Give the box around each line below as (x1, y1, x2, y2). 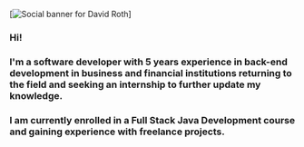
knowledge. (9, 89, 64, 102)
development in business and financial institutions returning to (9, 66, 292, 79)
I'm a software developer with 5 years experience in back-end (9, 55, 288, 68)
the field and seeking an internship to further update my (9, 78, 261, 91)
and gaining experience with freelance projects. (9, 125, 225, 138)
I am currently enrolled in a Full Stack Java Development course (9, 113, 296, 126)
